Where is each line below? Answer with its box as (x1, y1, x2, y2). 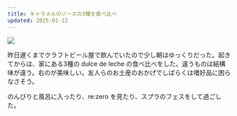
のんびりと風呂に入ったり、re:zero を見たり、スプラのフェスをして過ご (7, 92, 216, 100)
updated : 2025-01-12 (7, 17, 69, 24)
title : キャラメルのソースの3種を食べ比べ (7, 10, 117, 18)
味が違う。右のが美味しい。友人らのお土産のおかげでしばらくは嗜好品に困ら (7, 68, 231, 76)
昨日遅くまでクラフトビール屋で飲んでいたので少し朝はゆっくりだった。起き (7, 50, 231, 59)
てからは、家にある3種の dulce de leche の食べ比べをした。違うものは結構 (7, 59, 226, 68)
